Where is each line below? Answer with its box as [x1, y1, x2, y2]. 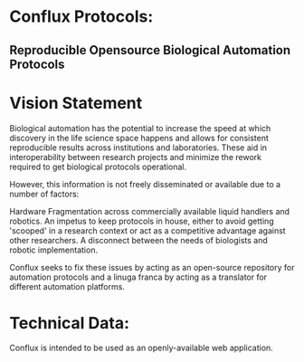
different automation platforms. [9, 281, 125, 291]
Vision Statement [9, 92, 143, 113]
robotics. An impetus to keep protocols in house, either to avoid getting [9, 215, 274, 226]
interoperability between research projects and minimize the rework [9, 151, 262, 162]
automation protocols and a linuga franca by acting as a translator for [9, 271, 268, 282]
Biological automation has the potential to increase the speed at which [9, 122, 271, 133]
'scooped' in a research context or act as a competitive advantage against [9, 224, 287, 236]
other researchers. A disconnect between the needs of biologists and [9, 234, 269, 245]
